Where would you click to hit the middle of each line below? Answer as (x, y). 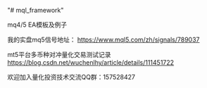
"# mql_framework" (36, 10)
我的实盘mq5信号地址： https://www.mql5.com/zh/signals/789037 (103, 39)
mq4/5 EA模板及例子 (37, 25)
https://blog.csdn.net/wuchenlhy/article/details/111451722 (91, 62)
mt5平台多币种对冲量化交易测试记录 (59, 55)
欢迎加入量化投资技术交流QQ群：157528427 (71, 77)
